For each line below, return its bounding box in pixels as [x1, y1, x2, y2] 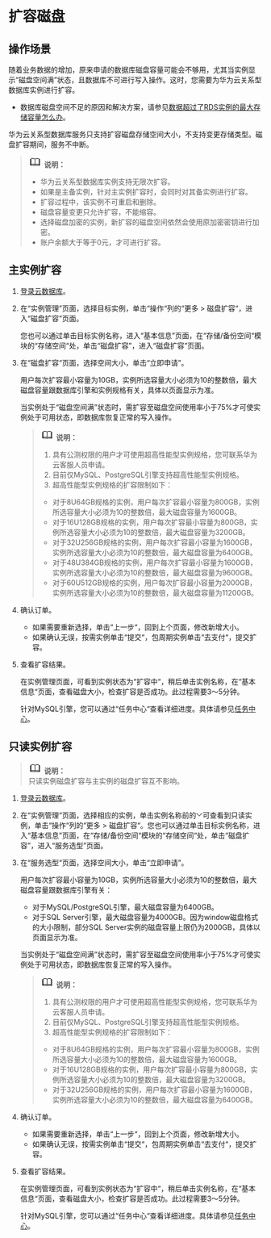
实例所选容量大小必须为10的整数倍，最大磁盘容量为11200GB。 [52, 588, 259, 597]
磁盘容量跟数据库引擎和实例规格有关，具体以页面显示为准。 [19, 385, 219, 395]
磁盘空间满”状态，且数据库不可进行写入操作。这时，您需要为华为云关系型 [19, 75, 262, 85]
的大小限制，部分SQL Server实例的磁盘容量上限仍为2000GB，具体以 [31, 922, 261, 932]
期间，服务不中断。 [29, 140, 94, 149]
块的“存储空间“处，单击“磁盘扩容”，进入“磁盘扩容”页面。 [19, 341, 209, 350]
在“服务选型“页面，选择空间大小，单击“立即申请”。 [19, 857, 189, 868]
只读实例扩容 [8, 740, 73, 754]
